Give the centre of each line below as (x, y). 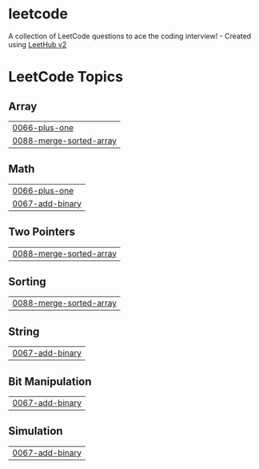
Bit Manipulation (50, 382)
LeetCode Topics (66, 77)
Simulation (36, 431)
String (24, 331)
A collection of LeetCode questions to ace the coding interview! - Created (130, 36)
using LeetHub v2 (38, 44)
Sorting (27, 282)
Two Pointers (42, 232)
